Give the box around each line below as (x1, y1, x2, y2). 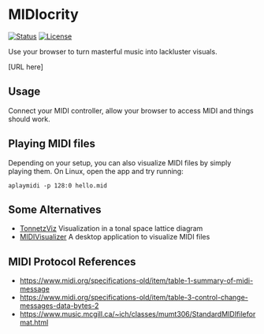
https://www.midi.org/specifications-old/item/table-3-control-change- (19, 293, 248, 302)
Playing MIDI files (8, 137, 96, 150)
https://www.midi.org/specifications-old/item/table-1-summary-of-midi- (19, 276, 254, 285)
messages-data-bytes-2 (19, 301, 99, 310)
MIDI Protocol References (8, 254, 136, 269)
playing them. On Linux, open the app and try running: (8, 166, 184, 176)
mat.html (19, 317, 49, 328)
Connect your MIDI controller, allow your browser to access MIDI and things (8, 106, 254, 115)
